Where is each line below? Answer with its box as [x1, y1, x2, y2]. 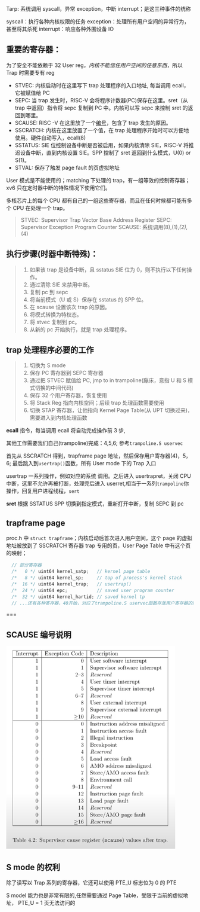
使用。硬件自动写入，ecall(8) [14, 134, 86, 141]
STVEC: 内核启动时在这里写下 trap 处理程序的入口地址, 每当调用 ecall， [14, 81, 189, 89]
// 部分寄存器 [11, 562, 42, 568]
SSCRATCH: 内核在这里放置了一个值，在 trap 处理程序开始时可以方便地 [14, 126, 189, 133]
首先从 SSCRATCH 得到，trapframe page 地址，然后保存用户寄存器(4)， [6, 452, 183, 459]
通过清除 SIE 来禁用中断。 [29, 280, 93, 288]
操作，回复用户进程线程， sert [6, 487, 80, 495]
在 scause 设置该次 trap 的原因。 [29, 303, 110, 310]
